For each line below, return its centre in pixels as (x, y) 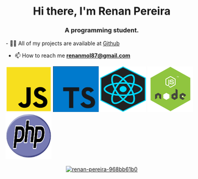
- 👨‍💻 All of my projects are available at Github (63, 43)
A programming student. (102, 30)
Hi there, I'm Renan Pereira (102, 11)
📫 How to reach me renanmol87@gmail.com (72, 55)
